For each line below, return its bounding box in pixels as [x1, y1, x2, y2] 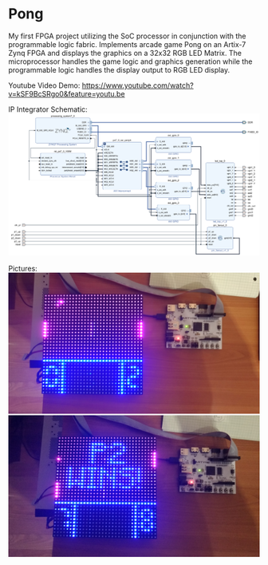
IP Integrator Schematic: [8, 105, 88, 114]
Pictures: [8, 263, 37, 273]
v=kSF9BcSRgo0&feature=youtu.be [8, 89, 125, 98]
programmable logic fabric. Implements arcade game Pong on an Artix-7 [8, 39, 246, 49]
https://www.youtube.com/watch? [81, 81, 194, 90]
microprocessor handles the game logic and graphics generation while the [8, 57, 253, 66]
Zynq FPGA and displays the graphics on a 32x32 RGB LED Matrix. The [8, 48, 242, 57]
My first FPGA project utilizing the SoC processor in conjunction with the [8, 31, 246, 41]
